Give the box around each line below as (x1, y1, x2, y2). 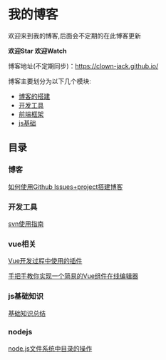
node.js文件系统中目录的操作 (8, 344, 93, 353)
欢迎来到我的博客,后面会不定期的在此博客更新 (8, 31, 142, 40)
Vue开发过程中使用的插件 (8, 257, 83, 265)
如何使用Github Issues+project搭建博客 (8, 182, 123, 191)
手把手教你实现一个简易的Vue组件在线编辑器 (8, 272, 139, 280)
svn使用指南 (8, 219, 44, 228)
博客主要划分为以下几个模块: (8, 76, 92, 86)
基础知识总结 (8, 309, 46, 317)
